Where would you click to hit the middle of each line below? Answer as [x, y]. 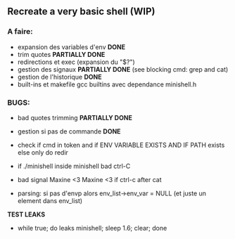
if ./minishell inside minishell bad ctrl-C [74, 166]
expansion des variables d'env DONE [71, 47]
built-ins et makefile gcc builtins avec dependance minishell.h [107, 84]
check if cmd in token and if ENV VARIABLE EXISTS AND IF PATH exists [121, 145]
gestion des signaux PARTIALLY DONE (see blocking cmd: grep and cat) [123, 69]
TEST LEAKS [26, 214]
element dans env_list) [50, 200]
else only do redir [43, 152]
